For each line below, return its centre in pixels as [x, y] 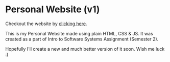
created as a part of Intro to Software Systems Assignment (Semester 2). [82, 39]
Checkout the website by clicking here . [46, 24]
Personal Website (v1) [53, 9]
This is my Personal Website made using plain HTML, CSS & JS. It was [79, 33]
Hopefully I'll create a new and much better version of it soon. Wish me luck [85, 49]
